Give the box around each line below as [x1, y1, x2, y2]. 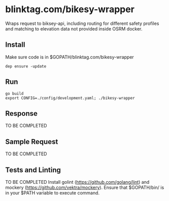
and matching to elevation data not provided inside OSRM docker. [5, 25, 143, 31]
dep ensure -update [5, 63, 47, 69]
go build [5, 91, 24, 96]
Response [5, 109, 38, 118]
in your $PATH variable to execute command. [5, 190, 100, 196]
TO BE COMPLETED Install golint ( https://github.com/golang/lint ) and [5, 179, 150, 185]
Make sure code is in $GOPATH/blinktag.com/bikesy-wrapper [5, 54, 134, 60]
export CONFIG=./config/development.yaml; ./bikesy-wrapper [5, 95, 136, 100]
